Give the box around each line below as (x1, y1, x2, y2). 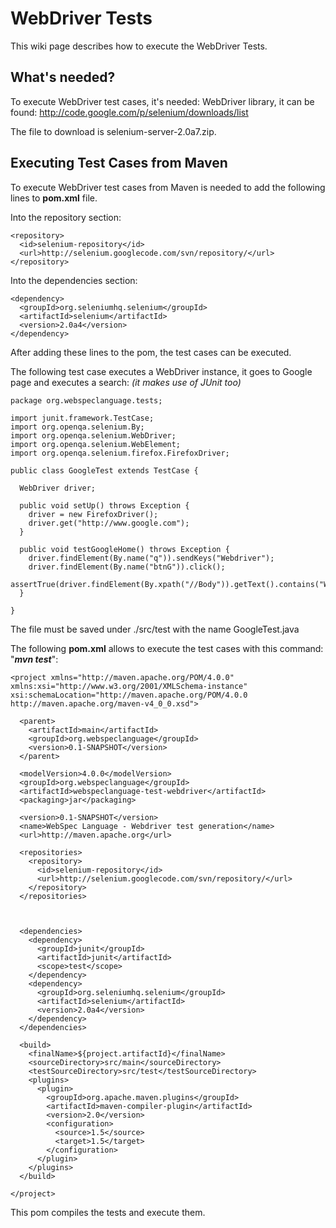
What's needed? (10, 69, 116, 86)
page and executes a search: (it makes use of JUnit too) (10, 376, 242, 388)
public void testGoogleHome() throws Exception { (19, 544, 230, 554)
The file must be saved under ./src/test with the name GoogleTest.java (10, 623, 300, 635)
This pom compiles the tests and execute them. (10, 1206, 206, 1218)
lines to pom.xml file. (10, 192, 98, 204)
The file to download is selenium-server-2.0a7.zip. (10, 125, 217, 137)
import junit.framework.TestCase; (10, 413, 155, 423)
